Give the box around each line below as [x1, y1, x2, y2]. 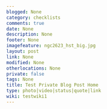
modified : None [6, 59, 45, 65]
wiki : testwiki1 [6, 93, 47, 99]
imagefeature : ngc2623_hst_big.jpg [6, 43, 96, 49]
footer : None [6, 37, 39, 43]
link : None [6, 54, 34, 60]
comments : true [6, 20, 45, 26]
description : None [6, 31, 53, 38]
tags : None [6, 76, 34, 82]
